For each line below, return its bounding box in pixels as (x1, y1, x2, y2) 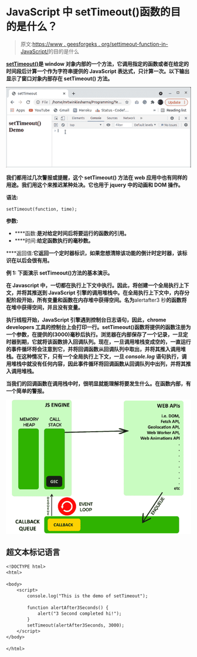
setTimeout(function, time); (6, 206, 77, 212)
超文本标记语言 (6, 547, 60, 557)
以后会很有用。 (16, 257, 53, 264)
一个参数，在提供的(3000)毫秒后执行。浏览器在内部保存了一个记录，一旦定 (6, 331, 188, 338)
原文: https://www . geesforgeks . (20, 40, 100, 48)
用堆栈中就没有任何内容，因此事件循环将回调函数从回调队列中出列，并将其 (6, 360, 186, 367)
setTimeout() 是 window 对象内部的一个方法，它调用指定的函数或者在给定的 (6, 60, 189, 67)
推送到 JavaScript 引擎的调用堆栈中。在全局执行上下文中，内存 (31, 289, 185, 296)
